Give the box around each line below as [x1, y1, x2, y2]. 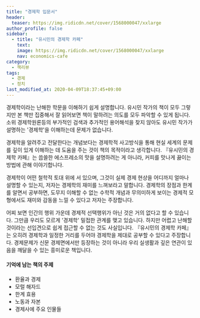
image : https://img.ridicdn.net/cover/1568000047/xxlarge [17, 48, 164, 54]
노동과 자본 [14, 298, 41, 305]
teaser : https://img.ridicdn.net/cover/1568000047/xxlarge [11, 20, 162, 26]
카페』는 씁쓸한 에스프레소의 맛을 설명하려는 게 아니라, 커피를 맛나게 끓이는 [17, 154, 192, 161]
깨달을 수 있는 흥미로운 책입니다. [17, 246, 93, 253]
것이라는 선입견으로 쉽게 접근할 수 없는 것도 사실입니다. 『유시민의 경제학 [6, 224, 176, 231]
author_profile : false [6, 25, 63, 32]
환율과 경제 [14, 276, 41, 283]
